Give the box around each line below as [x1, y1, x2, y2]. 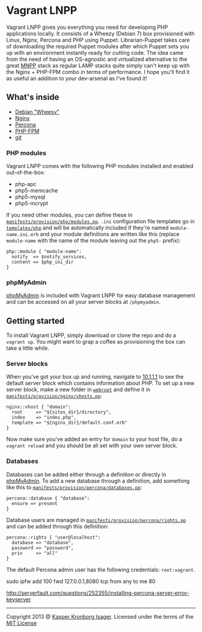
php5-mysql [14, 193, 46, 200]
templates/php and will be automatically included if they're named [6, 224, 169, 232]
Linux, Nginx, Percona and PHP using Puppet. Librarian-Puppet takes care [6, 36, 191, 43]
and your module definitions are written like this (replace [40, 231, 180, 238]
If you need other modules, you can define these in [6, 211, 133, 218]
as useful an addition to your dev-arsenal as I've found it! [6, 75, 147, 82]
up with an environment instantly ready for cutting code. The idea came [6, 49, 184, 56]
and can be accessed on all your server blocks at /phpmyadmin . [6, 299, 161, 306]
